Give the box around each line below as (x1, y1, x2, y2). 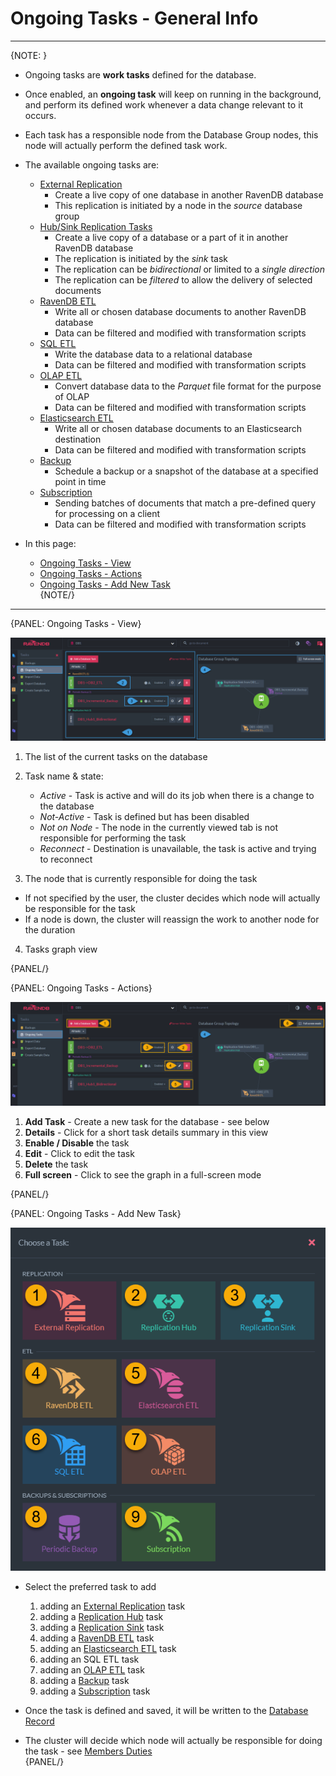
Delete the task (24, 1158, 89, 1170)
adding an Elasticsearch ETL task (39, 1643, 177, 1655)
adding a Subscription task (39, 1685, 151, 1697)
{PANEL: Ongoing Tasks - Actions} (10, 982, 153, 994)
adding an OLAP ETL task (39, 1664, 145, 1676)
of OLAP (54, 390, 90, 402)
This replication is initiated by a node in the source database (54, 199, 303, 211)
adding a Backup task (39, 1675, 130, 1687)
